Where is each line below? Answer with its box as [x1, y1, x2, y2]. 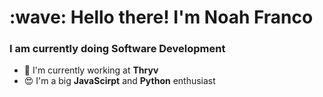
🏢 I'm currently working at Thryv [23, 64, 159, 76]
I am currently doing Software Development [9, 42, 226, 56]
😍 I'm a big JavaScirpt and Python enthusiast [23, 75, 216, 87]
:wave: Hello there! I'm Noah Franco [9, 6, 314, 29]
